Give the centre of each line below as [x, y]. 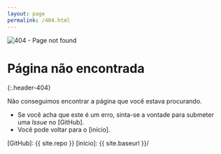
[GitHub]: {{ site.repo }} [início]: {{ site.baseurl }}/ [78, 143]
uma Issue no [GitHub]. [51, 122]
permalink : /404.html [39, 20]
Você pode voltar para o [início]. [64, 129]
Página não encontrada [76, 68]
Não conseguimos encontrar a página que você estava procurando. [105, 101]
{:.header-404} [29, 87]
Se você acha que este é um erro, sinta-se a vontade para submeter [116, 115]
